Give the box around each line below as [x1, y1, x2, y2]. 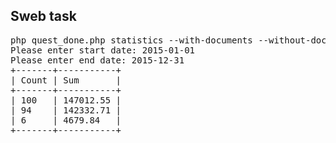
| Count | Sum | [10, 74, 122, 86]
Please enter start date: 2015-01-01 [10, 44, 196, 56]
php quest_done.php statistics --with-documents [10, 34, 253, 46]
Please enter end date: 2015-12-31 [10, 54, 185, 66]
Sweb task [10, 8, 77, 25]
